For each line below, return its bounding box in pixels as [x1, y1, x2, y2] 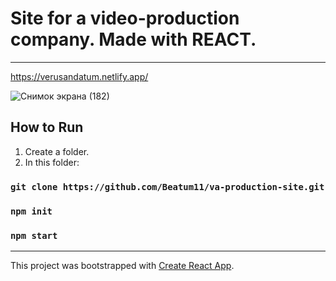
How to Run [10, 119, 84, 136]
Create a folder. [24, 145, 90, 157]
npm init [10, 205, 53, 217]
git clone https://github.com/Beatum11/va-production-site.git [10, 181, 325, 192]
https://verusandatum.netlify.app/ [10, 70, 149, 82]
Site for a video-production [10, 7, 240, 30]
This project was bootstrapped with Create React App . [10, 259, 235, 271]
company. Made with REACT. [10, 28, 257, 51]
